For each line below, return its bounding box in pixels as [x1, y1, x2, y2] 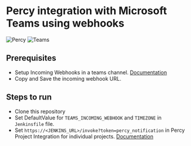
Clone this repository [14, 108, 66, 115]
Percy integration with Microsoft [6, 4, 167, 18]
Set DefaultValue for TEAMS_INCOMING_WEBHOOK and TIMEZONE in [14, 114, 162, 121]
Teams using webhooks [6, 16, 125, 30]
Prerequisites [6, 53, 56, 63]
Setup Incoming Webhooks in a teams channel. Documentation [14, 69, 167, 76]
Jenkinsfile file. [14, 120, 55, 127]
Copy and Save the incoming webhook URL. [14, 75, 122, 82]
